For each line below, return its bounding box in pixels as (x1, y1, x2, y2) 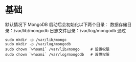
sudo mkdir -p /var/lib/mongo (5, 37, 67, 42)
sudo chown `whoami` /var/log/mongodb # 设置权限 (5, 52, 110, 57)
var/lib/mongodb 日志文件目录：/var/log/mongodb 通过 (15, 27, 126, 33)
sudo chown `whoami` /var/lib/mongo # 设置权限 (5, 47, 110, 52)
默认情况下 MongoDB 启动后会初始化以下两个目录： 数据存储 (5, 21, 128, 27)
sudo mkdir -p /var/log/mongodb (5, 41, 71, 46)
